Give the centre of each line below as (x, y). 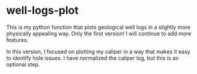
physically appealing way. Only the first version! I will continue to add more (99, 33)
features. (17, 40)
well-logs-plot (43, 11)
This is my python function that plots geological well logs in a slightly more (98, 27)
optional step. (23, 64)
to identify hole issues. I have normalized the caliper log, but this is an (92, 58)
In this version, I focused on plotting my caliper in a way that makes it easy (98, 51)
